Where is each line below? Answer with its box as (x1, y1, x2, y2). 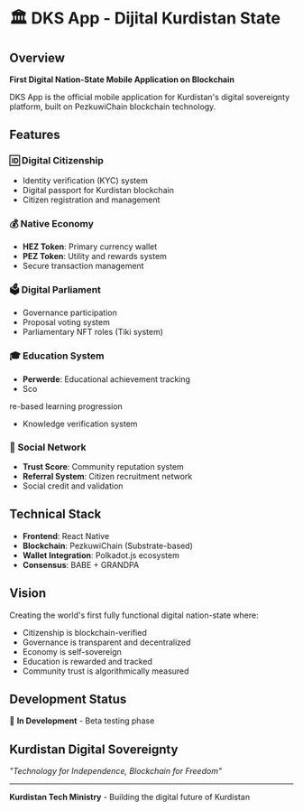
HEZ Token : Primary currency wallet (22, 241, 158, 252)
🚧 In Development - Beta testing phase (9, 715, 155, 726)
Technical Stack (9, 507, 102, 522)
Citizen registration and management (22, 194, 161, 205)
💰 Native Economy (9, 217, 95, 229)
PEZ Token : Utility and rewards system (22, 250, 167, 261)
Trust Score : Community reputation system (22, 461, 185, 471)
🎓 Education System (9, 350, 106, 362)
